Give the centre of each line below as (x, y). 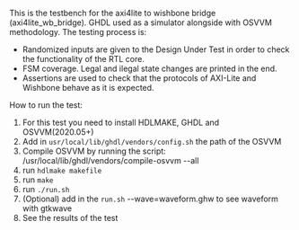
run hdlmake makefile (62, 170)
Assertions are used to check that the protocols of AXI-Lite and (139, 78)
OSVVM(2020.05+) (58, 132)
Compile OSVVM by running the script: (94, 151)
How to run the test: (46, 105)
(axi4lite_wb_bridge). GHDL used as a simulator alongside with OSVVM (141, 22)
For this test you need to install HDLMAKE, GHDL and (121, 122)
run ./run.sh (46, 189)
